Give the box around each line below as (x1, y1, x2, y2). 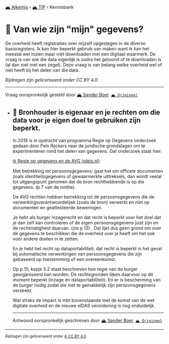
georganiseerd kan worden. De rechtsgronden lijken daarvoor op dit (12, 271, 153, 277)
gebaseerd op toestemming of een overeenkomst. (12, 256, 117, 262)
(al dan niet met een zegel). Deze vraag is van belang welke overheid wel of (5, 62, 162, 68)
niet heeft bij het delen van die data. (5, 67, 79, 73)
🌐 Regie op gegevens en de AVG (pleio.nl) (12, 158, 100, 164)
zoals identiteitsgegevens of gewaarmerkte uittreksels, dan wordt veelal (12, 173, 162, 179)
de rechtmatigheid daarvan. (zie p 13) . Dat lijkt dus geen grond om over (12, 225, 162, 231)
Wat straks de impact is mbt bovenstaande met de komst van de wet (12, 297, 155, 303)
